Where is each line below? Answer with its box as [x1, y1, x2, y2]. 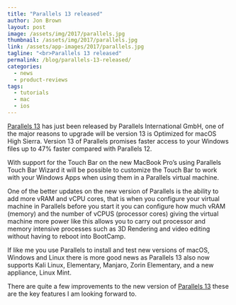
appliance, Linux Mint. [7, 268, 72, 277]
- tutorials [13, 89, 50, 96]
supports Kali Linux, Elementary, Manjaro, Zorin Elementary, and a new [7, 260, 214, 269]
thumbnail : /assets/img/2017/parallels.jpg [7, 37, 138, 44]
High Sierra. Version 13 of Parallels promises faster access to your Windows [7, 137, 229, 145]
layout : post [7, 23, 46, 30]
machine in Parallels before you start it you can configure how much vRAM [7, 202, 225, 210]
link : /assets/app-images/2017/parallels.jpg [7, 43, 144, 50]
